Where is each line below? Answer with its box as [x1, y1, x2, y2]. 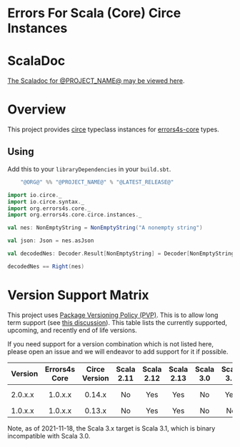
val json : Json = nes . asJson [7, 237, 94, 244]
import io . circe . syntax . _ [7, 198, 84, 205]
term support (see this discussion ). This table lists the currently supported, [7, 318, 227, 326]
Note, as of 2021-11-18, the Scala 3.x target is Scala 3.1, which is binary [7, 423, 216, 433]
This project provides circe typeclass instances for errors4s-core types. [7, 125, 219, 134]
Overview [7, 101, 66, 118]
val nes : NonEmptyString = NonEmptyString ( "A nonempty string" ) [7, 224, 203, 231]
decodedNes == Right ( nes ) [7, 263, 84, 270]
